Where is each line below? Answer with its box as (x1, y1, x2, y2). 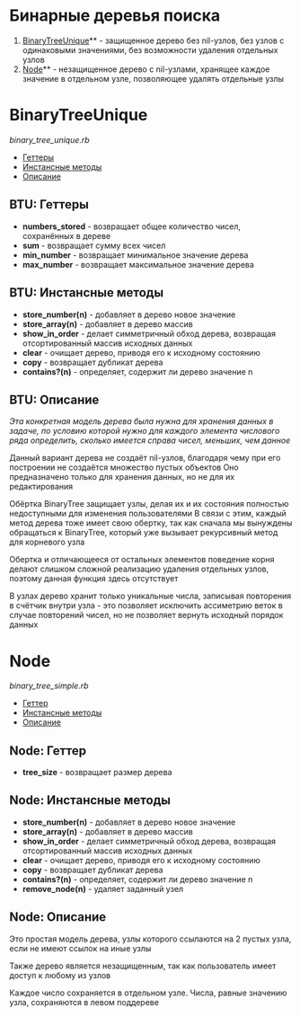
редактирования (9, 481, 74, 492)
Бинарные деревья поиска (9, 5, 221, 26)
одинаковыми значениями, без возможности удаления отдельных (22, 44, 278, 55)
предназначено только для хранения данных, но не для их (9, 472, 235, 482)
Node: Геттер (9, 743, 87, 758)
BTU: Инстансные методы (9, 285, 164, 301)
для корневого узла (9, 536, 85, 548)
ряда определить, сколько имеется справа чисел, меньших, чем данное (9, 435, 291, 446)
